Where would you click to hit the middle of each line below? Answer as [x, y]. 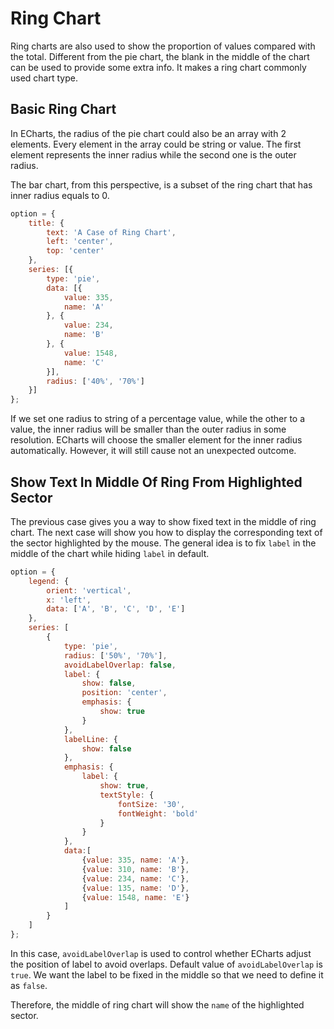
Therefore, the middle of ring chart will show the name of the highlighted [157, 1004]
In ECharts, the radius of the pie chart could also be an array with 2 [148, 133]
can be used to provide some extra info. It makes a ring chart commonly [158, 67]
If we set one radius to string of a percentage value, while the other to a [158, 419]
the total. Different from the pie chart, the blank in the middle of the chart [160, 56]
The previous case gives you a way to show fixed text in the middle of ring [163, 521]
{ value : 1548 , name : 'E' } [135, 897]
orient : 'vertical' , [89, 590]
